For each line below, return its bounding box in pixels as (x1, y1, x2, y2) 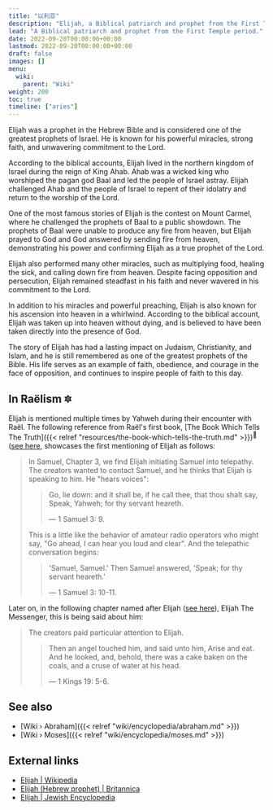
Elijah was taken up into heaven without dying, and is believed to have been (8, 318, 262, 328)
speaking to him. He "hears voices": (28, 474, 149, 484)
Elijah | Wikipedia (19, 775, 78, 786)
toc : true (8, 95, 42, 103)
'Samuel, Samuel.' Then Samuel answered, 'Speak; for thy (48, 563, 243, 572)
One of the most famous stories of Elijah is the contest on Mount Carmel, (8, 208, 252, 218)
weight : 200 (8, 87, 49, 96)
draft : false (8, 50, 53, 58)
